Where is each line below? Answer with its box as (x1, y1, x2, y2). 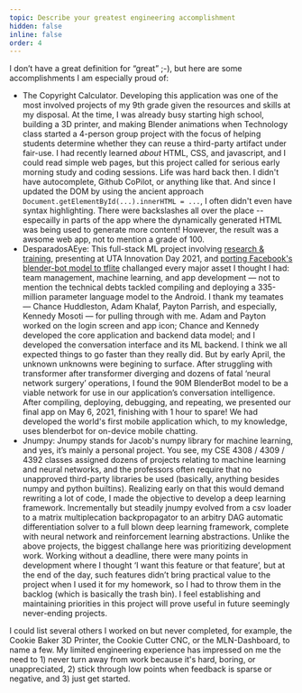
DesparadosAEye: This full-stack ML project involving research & (22, 244, 265, 254)
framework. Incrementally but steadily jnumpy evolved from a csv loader (22, 503, 292, 513)
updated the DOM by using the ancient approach (22, 186, 205, 197)
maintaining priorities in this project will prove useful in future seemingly (22, 598, 290, 609)
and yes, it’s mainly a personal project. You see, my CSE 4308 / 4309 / (22, 445, 286, 456)
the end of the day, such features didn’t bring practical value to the (22, 569, 271, 580)
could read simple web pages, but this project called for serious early (22, 157, 280, 168)
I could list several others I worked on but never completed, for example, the (9, 625, 293, 636)
